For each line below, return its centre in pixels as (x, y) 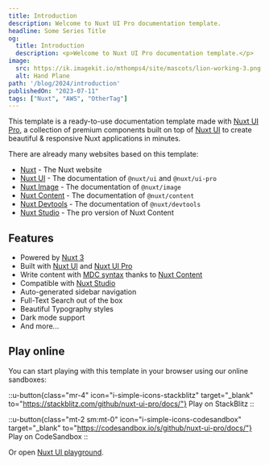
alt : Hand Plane (43, 76)
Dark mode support (52, 318)
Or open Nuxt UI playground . (56, 452)
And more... (39, 326)
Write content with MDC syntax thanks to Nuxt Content (111, 274)
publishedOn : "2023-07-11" (54, 91)
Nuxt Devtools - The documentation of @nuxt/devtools (110, 204)
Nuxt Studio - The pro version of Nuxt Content (97, 213)
